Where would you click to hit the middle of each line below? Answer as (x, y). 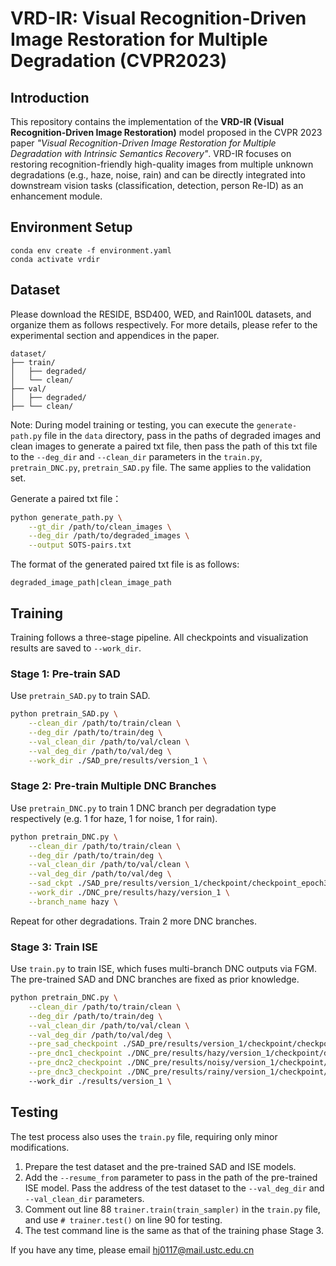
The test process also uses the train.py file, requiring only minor (144, 1136)
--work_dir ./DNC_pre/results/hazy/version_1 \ (129, 893)
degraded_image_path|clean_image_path (91, 583)
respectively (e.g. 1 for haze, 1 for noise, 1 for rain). (114, 818)
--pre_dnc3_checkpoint (75, 1072)
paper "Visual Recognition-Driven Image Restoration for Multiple (143, 143)
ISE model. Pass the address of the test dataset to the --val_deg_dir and (174, 1188)
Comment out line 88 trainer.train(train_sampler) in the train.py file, (172, 1209)
